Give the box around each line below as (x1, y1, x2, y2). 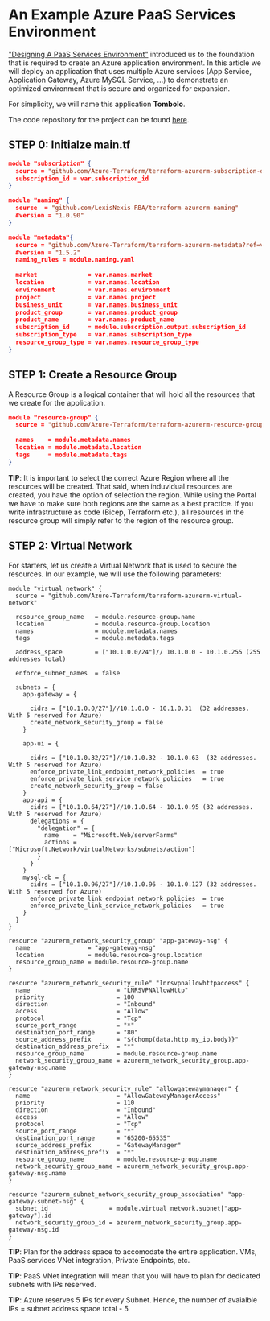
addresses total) (8, 654, 67, 663)
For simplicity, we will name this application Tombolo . (8, 99, 186, 109)
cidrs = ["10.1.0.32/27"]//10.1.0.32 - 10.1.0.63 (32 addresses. (29, 753, 257, 762)
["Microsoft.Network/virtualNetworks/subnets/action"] (8, 845, 196, 853)
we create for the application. (8, 398, 106, 407)
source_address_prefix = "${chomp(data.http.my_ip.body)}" (15, 1035, 239, 1043)
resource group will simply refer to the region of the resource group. (8, 515, 235, 525)
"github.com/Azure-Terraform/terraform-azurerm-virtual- (47, 592, 243, 600)
